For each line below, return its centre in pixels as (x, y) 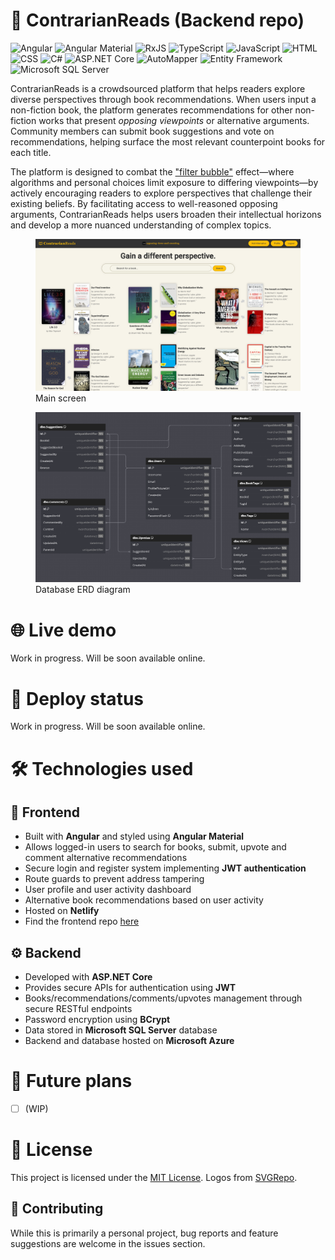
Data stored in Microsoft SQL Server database (121, 1030)
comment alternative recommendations (106, 858)
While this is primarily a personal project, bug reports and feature (144, 1233)
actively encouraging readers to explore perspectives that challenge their (161, 193)
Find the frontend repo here (82, 921)
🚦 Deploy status (77, 698)
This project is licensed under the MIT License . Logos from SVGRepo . (154, 1178)
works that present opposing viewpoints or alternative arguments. (174, 120)
